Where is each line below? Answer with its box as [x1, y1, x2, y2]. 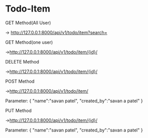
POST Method [5, 78, 35, 84]
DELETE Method [5, 58, 39, 64]
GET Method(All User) [5, 20, 52, 26]
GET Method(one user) [5, 39, 53, 45]
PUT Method [5, 107, 32, 113]
